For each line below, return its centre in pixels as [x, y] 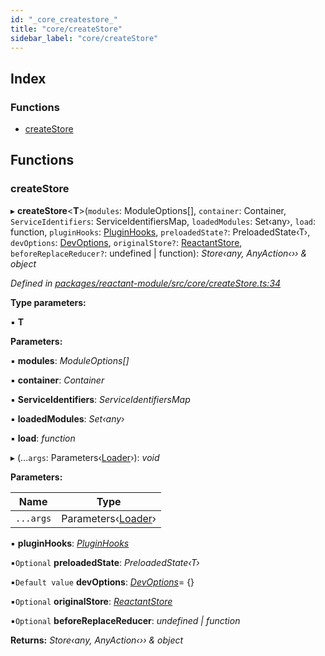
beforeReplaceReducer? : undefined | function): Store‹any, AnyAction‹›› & [159, 253]
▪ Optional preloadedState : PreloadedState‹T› [105, 562]
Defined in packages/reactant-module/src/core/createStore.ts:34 [146, 283]
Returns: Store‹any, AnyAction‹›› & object [97, 640]
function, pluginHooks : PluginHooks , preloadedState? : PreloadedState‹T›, [160, 232]
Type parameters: [48, 302]
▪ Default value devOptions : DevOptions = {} [102, 582]
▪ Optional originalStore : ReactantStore [91, 601]
